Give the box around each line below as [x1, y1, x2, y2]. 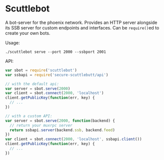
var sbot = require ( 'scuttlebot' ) [5, 68, 77, 73]
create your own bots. [5, 30, 50, 36]
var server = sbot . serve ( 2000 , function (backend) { [5, 118, 115, 123]
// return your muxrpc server [9, 123, 72, 128]
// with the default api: [5, 81, 59, 86]
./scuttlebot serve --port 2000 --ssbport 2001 [5, 49, 106, 54]
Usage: [5, 39, 20, 45]
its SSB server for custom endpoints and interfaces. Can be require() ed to [5, 24, 159, 30]
